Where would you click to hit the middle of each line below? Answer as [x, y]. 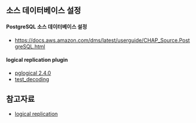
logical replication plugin [37, 60]
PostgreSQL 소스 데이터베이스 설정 [46, 26]
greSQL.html [30, 46]
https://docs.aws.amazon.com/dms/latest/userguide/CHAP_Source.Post [102, 40]
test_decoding [32, 79]
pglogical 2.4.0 [33, 73]
